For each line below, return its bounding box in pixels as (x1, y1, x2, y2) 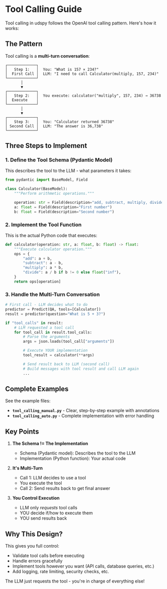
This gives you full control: (5, 543, 60, 549)
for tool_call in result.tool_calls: (14, 330, 92, 335)
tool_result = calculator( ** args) (23, 353, 94, 358)
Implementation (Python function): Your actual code (19, 455, 126, 461)
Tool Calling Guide (5, 3, 82, 15)
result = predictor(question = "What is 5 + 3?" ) (5, 311, 106, 316)
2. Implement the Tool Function (5, 221, 82, 228)
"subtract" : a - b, (23, 261, 64, 266)
